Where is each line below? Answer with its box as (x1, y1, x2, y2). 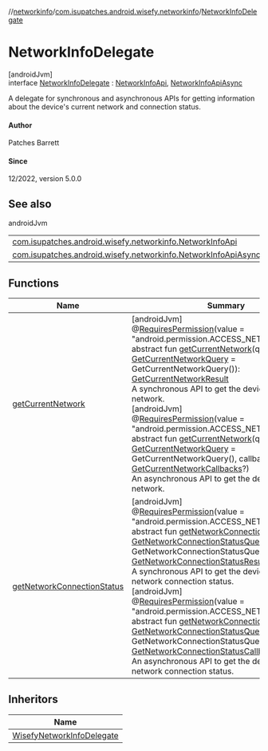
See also (8, 197, 52, 211)
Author (8, 120, 33, 130)
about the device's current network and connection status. (8, 101, 201, 111)
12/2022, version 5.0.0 (8, 174, 82, 184)
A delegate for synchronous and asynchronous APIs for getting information (8, 93, 255, 103)
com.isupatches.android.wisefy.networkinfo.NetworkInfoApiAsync (12, 249, 261, 260)
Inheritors (8, 693, 58, 706)
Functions (8, 276, 60, 290)
